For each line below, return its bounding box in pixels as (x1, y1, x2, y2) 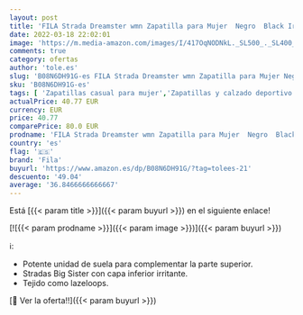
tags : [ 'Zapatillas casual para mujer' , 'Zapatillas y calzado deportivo (9, 88, 293, 97)
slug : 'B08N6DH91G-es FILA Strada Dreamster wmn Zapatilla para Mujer (9, 72, 280, 81)
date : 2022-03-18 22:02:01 (9, 30, 111, 39)
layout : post (9, 13, 59, 22)
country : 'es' (9, 139, 63, 148)
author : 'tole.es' (9, 64, 78, 73)
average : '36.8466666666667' (9, 181, 119, 190)
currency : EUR (9, 105, 63, 114)
